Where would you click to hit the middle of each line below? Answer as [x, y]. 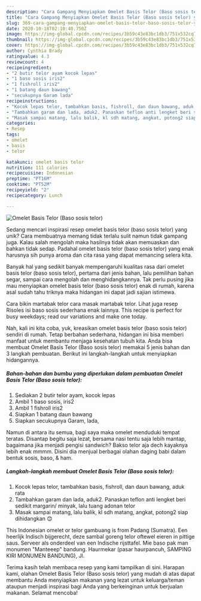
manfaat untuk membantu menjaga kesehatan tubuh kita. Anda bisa [89, 341]
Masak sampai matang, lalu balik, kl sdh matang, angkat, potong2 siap [101, 512]
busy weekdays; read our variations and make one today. [77, 316]
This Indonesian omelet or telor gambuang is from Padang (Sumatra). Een [97, 530]
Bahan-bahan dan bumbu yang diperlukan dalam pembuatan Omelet [95, 374]
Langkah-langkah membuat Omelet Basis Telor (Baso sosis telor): [90, 471]
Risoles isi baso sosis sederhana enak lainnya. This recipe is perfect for [94, 310]
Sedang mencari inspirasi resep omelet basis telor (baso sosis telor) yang [97, 229]
